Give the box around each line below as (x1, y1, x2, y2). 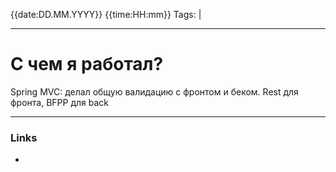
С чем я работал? (10, 53, 164, 76)
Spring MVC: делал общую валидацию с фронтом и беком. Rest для (10, 85, 299, 98)
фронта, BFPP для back (10, 96, 110, 108)
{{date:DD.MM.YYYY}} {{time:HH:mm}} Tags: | (10, 9, 202, 20)
